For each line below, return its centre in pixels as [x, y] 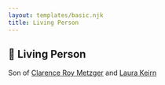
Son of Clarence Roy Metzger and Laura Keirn [82, 73]
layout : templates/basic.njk [56, 15]
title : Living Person [44, 23]
